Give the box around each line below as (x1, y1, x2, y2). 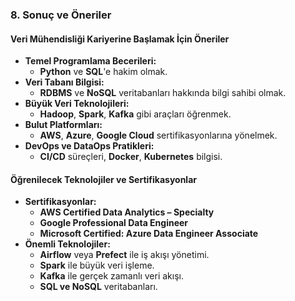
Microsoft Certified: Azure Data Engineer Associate (39, 228, 259, 240)
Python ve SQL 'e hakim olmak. (39, 66, 168, 78)
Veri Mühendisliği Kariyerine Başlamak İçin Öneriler (10, 33, 230, 45)
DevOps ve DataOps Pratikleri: (24, 140, 155, 152)
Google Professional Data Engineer (39, 217, 189, 229)
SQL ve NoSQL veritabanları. (39, 281, 158, 293)
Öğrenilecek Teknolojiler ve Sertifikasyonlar (10, 173, 197, 185)
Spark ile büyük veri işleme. (39, 259, 155, 272)
